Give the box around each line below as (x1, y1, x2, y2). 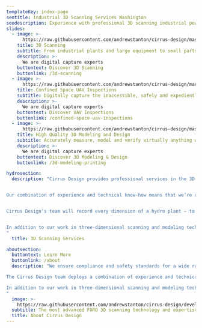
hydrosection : (6, 171, 42, 177)
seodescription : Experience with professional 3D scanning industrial (6, 20, 187, 26)
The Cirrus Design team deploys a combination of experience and (6, 274, 173, 280)
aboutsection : (6, 246, 42, 252)
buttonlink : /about (11, 258, 61, 264)
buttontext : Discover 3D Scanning (17, 64, 103, 71)
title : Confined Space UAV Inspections (17, 87, 117, 93)
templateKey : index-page (6, 8, 69, 15)
